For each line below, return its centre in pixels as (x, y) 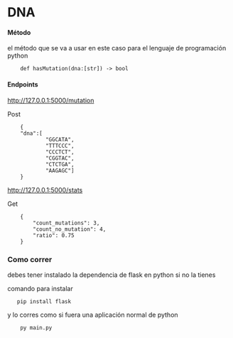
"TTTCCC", (60, 146)
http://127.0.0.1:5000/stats (45, 190)
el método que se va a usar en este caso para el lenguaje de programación (117, 48)
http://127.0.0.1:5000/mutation (51, 100)
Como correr (30, 259)
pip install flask (44, 301)
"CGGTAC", (60, 158)
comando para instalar (40, 288)
